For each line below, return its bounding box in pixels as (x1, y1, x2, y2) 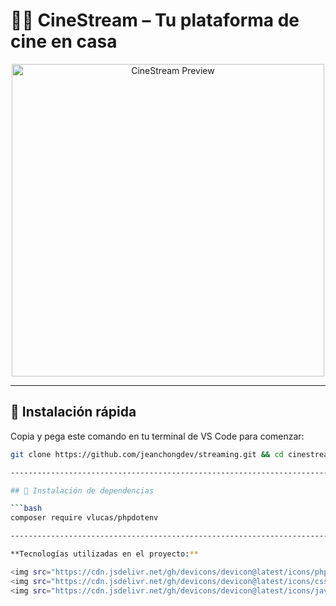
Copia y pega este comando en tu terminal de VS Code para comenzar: (10, 430, 305, 442)
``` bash (10, 504, 43, 514)
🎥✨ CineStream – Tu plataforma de (10, 9, 300, 32)
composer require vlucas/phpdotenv (10, 513, 159, 523)
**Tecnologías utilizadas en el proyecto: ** (10, 549, 199, 559)
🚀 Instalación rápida (10, 404, 137, 421)
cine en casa (10, 30, 118, 53)
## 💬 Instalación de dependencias (10, 485, 155, 496)
